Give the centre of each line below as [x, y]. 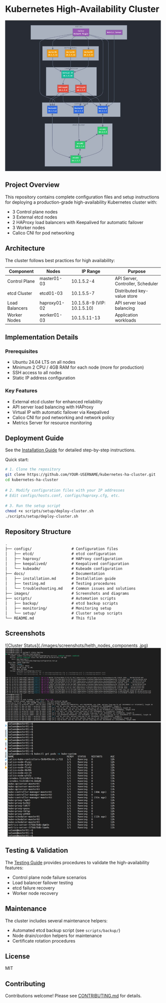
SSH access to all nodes [37, 373]
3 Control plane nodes [35, 212]
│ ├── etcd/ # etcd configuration [61, 554]
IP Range [91, 272]
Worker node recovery [35, 893]
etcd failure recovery [34, 888]
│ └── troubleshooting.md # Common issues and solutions [70, 588]
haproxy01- [52, 303]
